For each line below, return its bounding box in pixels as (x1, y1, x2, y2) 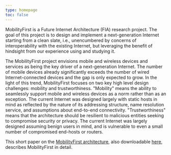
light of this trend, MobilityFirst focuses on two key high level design (5, 80, 149, 86)
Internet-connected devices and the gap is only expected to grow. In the (5, 74, 157, 80)
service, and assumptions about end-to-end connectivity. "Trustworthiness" (5, 107, 166, 113)
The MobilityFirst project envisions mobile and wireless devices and (5, 58, 148, 64)
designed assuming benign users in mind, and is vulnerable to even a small (5, 123, 163, 129)
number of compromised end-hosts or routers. (5, 128, 104, 135)
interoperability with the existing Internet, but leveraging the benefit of (5, 42, 153, 49)
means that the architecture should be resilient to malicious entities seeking (5, 112, 164, 118)
